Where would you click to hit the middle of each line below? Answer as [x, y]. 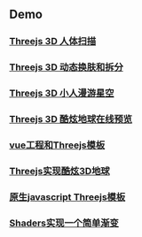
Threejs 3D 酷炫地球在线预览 [71, 119]
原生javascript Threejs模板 [67, 196]
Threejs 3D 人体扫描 [53, 42]
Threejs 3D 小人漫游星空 [62, 94]
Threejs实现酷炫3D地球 [59, 171]
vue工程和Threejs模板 [57, 145]
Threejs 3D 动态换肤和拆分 [67, 67]
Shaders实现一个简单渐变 [64, 223]
